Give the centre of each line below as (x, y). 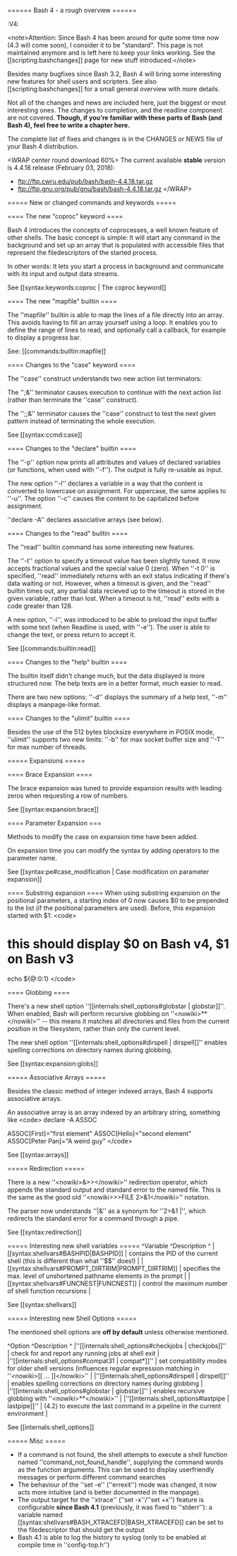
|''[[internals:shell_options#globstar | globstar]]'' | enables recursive (106, 1390)
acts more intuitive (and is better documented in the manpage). (109, 1492)
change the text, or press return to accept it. (72, 635)
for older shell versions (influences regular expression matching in (103, 1368)
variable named (40, 1514)
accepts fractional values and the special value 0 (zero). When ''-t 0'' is (111, 568)
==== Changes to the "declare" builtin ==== (72, 448)
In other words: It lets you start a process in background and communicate (116, 266)
